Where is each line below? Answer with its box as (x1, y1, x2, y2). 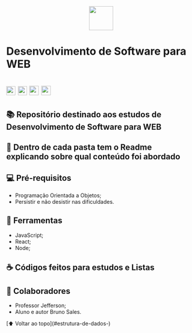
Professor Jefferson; (14, 302, 66, 309)
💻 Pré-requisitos (6, 173, 72, 183)
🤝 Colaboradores (6, 286, 71, 296)
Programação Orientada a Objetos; (14, 192, 102, 199)
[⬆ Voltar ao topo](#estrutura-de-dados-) (6, 320, 111, 327)
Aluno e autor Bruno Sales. (14, 308, 82, 315)
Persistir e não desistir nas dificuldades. (14, 198, 114, 205)
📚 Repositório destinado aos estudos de (6, 109, 161, 120)
